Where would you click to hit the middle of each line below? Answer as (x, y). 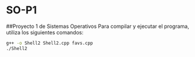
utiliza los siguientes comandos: (45, 32)
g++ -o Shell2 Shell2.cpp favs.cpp (50, 43)
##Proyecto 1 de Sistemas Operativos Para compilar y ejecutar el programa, (98, 26)
